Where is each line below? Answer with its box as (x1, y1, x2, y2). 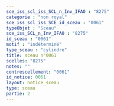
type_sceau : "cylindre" (6, 47, 67, 53)
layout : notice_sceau (6, 80, 60, 86)
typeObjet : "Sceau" (6, 25, 57, 31)
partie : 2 (6, 91, 31, 97)
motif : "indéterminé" (6, 42, 62, 48)
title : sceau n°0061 (6, 52, 57, 58)
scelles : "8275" (6, 58, 46, 64)
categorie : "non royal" (6, 14, 67, 20)
